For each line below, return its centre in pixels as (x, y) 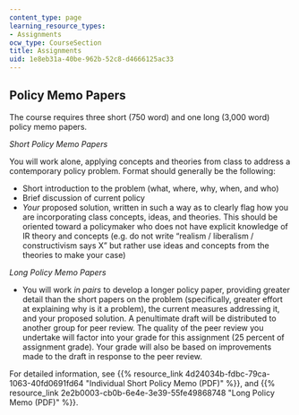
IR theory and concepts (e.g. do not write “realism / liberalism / (138, 236)
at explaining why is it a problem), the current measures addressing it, (151, 308)
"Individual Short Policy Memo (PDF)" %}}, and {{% (180, 383)
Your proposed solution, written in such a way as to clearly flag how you (155, 207)
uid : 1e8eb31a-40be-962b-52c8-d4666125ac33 (92, 59)
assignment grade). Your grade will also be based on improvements (147, 347)
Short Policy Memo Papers (59, 143)
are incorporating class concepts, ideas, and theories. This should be (150, 217)
